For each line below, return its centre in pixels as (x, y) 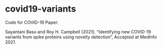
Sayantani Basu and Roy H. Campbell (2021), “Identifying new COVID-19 (78, 32)
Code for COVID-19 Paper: (32, 22)
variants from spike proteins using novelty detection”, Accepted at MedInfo (81, 37)
